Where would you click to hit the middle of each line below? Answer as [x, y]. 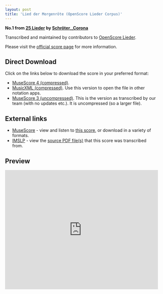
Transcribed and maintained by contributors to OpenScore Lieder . [71, 37]
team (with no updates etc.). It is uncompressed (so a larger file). [77, 103]
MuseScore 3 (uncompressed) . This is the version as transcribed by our [84, 98]
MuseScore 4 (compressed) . [41, 83]
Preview [18, 161]
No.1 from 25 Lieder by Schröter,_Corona [47, 28]
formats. [20, 136]
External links [26, 118]
